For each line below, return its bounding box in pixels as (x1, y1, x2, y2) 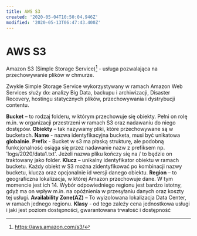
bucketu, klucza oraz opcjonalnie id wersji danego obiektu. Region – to (6, 168, 177, 176)
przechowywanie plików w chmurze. (6, 71, 94, 78)
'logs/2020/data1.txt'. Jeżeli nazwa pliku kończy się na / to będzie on (6, 150, 172, 157)
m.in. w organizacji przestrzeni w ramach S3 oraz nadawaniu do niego (6, 119, 176, 126)
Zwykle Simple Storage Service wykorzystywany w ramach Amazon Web (6, 83, 183, 90)
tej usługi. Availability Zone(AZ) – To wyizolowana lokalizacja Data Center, (6, 194, 186, 201)
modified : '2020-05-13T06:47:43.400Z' (6, 19, 101, 25)
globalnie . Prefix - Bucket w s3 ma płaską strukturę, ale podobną (6, 137, 164, 144)
